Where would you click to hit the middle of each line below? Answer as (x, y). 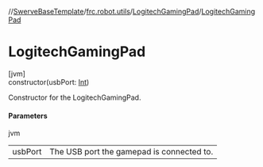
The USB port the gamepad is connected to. (131, 152)
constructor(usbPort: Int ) (49, 82)
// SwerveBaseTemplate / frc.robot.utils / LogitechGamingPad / (105, 11)
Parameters (28, 116)
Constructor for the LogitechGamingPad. (75, 97)
